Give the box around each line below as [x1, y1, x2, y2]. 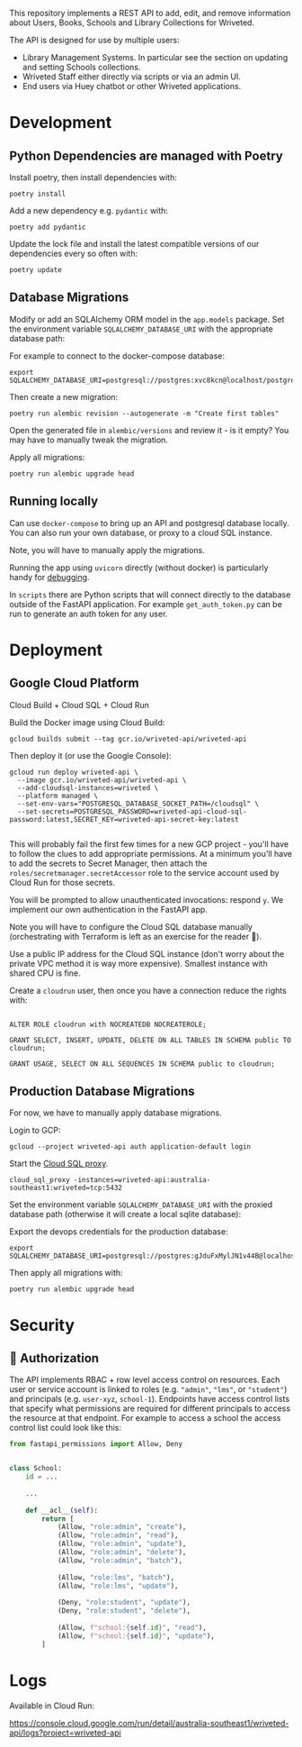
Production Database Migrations [9, 1084, 195, 1099]
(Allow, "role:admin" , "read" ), [57, 1531, 179, 1540]
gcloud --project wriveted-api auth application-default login [9, 1142, 252, 1151]
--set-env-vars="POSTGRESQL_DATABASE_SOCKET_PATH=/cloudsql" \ [17, 799, 259, 808]
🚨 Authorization [9, 1351, 100, 1366]
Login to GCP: [9, 1125, 61, 1136]
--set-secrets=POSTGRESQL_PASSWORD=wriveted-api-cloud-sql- [17, 806, 247, 816]
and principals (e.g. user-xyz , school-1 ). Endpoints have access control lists [9, 1394, 290, 1405]
